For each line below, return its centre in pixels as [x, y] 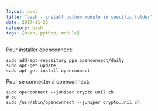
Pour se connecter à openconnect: [48, 82]
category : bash [25, 28]
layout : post [22, 11]
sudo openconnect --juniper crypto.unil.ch [60, 92]
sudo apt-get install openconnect [48, 71]
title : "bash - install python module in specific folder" [80, 17]
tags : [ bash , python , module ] [43, 33]
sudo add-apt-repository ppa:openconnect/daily [65, 61]
